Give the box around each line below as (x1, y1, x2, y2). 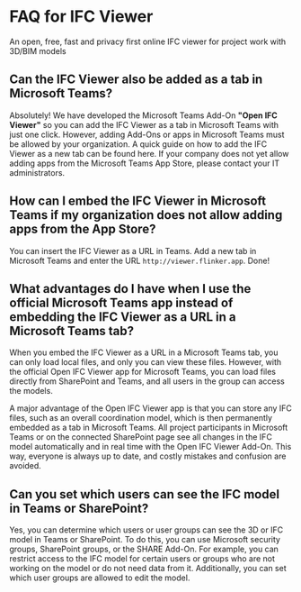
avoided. (9, 460, 42, 471)
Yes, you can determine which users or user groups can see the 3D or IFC (9, 524, 284, 535)
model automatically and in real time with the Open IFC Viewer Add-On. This (9, 442, 292, 452)
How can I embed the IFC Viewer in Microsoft (9, 194, 267, 209)
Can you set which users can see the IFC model (9, 487, 280, 502)
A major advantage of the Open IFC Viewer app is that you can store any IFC (9, 403, 292, 414)
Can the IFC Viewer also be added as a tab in (9, 72, 263, 87)
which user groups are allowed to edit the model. (9, 572, 190, 583)
